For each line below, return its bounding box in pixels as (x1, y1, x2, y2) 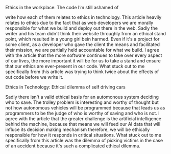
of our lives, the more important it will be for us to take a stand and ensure (5, 58, 161, 63)
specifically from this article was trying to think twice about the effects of (5, 69, 159, 75)
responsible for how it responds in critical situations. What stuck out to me (5, 132, 162, 138)
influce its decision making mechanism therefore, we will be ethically (5, 126, 150, 133)
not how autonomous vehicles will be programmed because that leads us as (5, 105, 165, 111)
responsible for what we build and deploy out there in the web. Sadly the (5, 25, 158, 31)
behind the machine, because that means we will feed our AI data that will (5, 121, 161, 127)
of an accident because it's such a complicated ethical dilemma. (5, 143, 140, 149)
